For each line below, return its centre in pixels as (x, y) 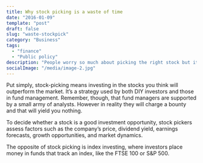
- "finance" (27, 51)
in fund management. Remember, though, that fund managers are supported (101, 98)
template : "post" (28, 23)
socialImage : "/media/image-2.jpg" (51, 68)
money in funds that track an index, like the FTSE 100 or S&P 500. (88, 153)
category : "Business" (34, 40)
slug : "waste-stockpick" (37, 34)
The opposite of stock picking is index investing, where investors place (95, 147)
